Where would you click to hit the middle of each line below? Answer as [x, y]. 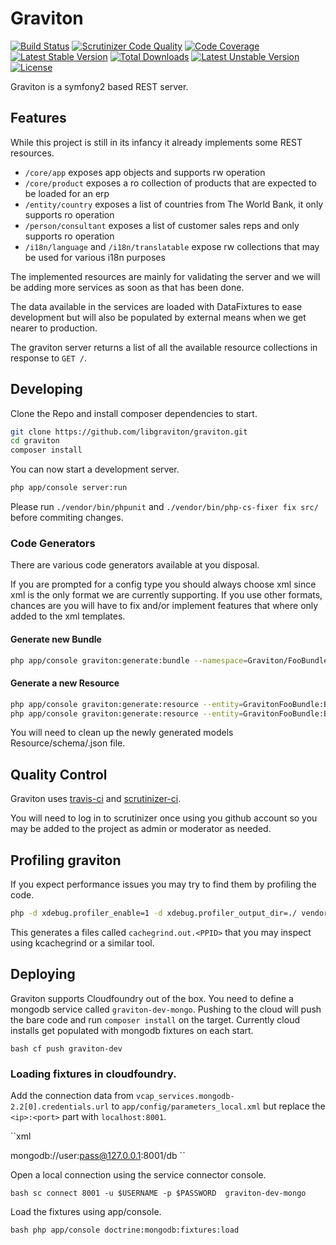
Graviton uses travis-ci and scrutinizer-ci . [96, 799]
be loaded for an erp [67, 193]
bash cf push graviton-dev [66, 1048]
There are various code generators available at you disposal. [135, 565]
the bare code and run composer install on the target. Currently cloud [155, 1019]
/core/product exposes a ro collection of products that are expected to [170, 183]
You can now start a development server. [95, 469]
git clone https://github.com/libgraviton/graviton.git [129, 432]
